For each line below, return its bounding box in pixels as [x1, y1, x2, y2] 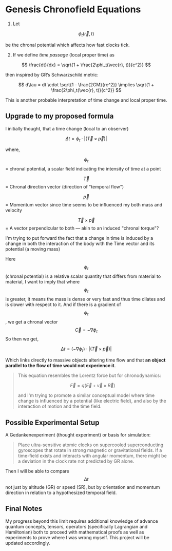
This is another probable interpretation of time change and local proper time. [5, 97, 167, 103]
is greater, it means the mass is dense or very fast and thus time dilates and [5, 296, 165, 302]
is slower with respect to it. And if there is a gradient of [5, 301, 122, 308]
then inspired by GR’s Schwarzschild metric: [5, 71, 99, 78]
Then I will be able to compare [5, 468, 69, 474]
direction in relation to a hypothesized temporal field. [5, 489, 117, 496]
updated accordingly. [5, 540, 50, 546]
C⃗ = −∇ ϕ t [74, 327, 98, 334]
